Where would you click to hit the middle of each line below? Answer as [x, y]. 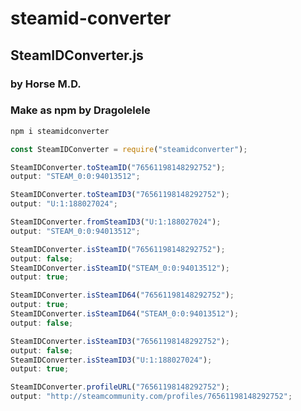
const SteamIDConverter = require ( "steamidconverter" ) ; [129, 149]
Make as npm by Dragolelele [80, 110]
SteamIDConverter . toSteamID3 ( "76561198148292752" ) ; [120, 195]
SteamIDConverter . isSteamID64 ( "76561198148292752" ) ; [122, 295]
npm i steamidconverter [60, 131]
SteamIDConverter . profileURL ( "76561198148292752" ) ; [120, 387]
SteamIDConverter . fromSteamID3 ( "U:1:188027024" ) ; [116, 222]
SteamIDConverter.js [77, 55]
